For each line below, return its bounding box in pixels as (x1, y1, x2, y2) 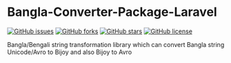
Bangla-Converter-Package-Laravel (7, 4, 217, 20)
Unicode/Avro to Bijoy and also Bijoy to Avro (7, 48, 132, 56)
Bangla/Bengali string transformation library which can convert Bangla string (7, 40, 225, 48)
